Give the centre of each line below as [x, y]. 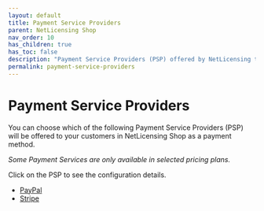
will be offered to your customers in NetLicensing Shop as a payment [120, 135]
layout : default [35, 15]
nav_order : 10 [31, 37]
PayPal [31, 190]
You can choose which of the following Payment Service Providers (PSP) [126, 128]
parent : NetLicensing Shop [52, 30]
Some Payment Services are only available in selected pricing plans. [119, 159]
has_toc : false [33, 52]
